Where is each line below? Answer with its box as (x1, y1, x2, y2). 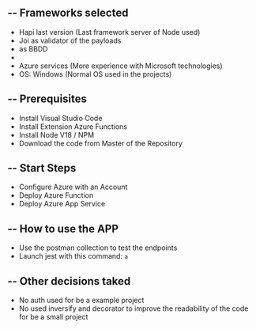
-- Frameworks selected (7, 6, 129, 20)
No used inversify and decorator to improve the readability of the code (18, 304, 249, 313)
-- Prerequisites (7, 93, 88, 106)
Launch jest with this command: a (18, 251, 128, 261)
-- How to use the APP (7, 221, 119, 236)
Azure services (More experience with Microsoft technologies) (18, 61, 223, 70)
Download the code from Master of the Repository (18, 138, 183, 148)
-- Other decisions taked (7, 274, 131, 288)
